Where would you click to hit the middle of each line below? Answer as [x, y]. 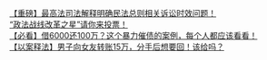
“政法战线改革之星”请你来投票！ [69, 24]
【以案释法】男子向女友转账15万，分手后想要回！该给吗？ [117, 47]
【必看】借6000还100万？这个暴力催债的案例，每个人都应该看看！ [133, 35]
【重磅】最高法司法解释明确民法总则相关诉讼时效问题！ [113, 13]
